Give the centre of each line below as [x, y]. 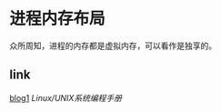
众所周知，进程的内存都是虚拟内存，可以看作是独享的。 [113, 46]
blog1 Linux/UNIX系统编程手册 [66, 97]
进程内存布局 [58, 19]
